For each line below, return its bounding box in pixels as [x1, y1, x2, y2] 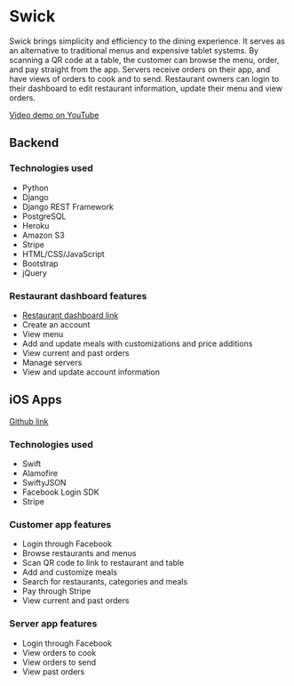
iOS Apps [9, 392, 62, 408]
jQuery [21, 267, 47, 278]
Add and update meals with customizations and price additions [21, 338, 253, 349]
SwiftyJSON [21, 478, 67, 488]
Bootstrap [21, 258, 59, 269]
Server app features [9, 617, 98, 630]
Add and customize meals [21, 567, 118, 577]
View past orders [21, 666, 85, 677]
